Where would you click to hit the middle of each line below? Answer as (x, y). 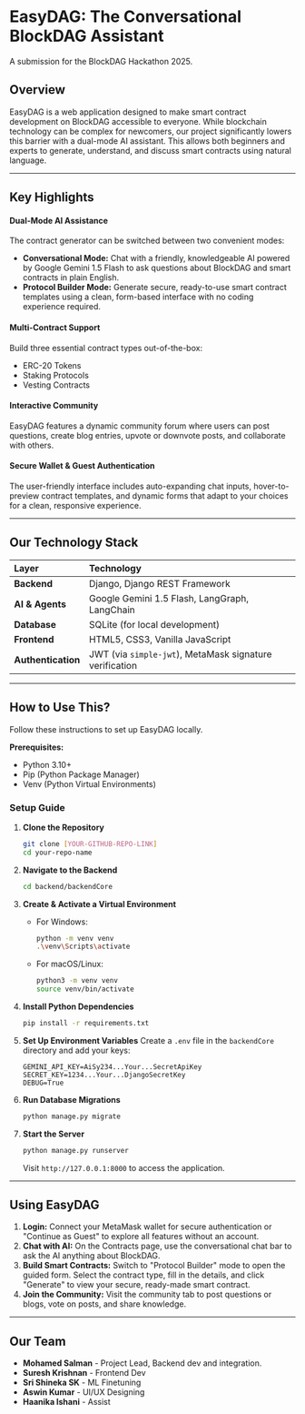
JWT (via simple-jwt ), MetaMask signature (181, 654)
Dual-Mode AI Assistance (59, 220)
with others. (32, 445)
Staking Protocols (55, 375)
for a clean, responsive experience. (75, 505)
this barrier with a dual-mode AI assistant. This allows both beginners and (148, 141)
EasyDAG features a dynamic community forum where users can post (140, 426)
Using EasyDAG (54, 1205)
